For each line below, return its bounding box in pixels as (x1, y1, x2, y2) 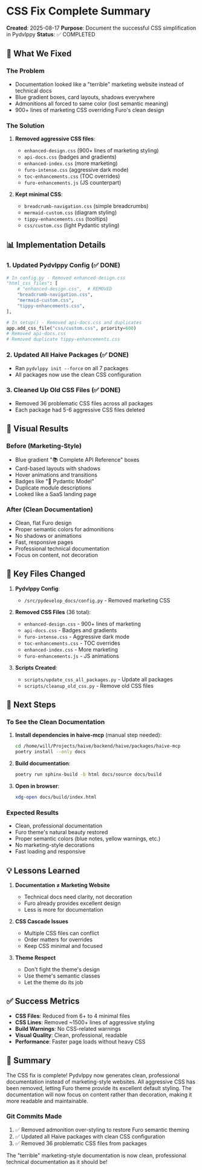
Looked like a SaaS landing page (15, 490, 97, 497)
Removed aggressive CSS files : (15, 135, 96, 142)
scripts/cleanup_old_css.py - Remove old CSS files (24, 682, 154, 689)
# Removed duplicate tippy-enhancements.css (6, 336, 120, 342)
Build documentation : (15, 760, 71, 767)
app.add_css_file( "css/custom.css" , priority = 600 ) (6, 325, 137, 331)
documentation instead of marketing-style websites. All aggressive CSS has (6, 1078, 195, 1085)
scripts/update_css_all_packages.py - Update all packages (24, 676, 174, 683)
